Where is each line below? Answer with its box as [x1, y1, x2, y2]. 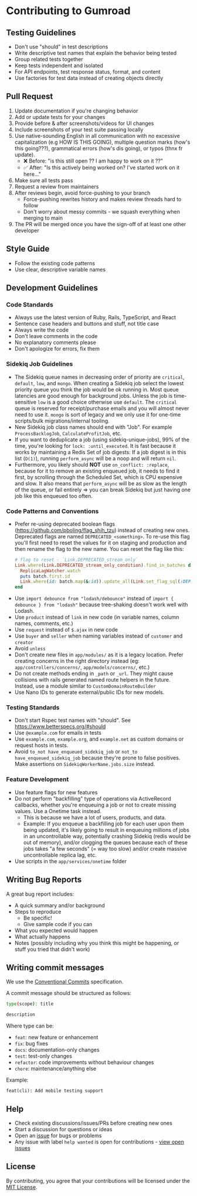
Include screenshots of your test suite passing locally [14, 125, 144, 133]
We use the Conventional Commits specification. [6, 978, 124, 985]
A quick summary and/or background [14, 901, 106, 908]
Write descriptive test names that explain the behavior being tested [14, 49, 177, 57]
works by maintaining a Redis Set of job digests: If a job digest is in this [14, 448, 186, 455]
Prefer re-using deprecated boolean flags [14, 520, 116, 527]
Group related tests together [14, 56, 83, 62]
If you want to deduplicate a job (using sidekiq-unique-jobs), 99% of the [14, 436, 189, 443]
